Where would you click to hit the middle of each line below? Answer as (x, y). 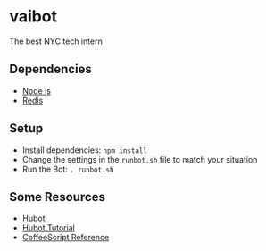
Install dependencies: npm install (84, 150)
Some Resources (57, 197)
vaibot (33, 17)
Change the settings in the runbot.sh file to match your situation (140, 159)
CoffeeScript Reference (66, 238)
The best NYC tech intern (56, 41)
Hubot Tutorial (49, 228)
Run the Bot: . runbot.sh (68, 169)
